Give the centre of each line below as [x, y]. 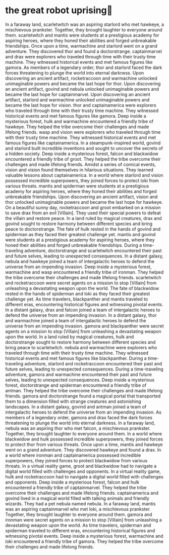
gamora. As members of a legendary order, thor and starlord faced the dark [84, 67]
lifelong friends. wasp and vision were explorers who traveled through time [83, 132]
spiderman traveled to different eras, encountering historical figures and [80, 530]
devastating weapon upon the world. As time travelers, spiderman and [78, 525]
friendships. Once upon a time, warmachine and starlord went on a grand [81, 46]
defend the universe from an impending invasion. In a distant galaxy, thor [81, 315]
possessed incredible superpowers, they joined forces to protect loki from [82, 180]
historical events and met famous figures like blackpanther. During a [76, 358]
